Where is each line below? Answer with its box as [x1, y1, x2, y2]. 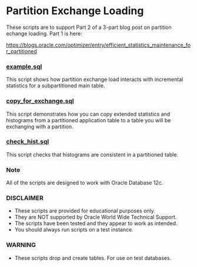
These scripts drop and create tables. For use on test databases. [14, 254, 172, 261]
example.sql [6, 62, 42, 70]
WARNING [6, 241, 36, 249]
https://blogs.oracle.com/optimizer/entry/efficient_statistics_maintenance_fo [6, 41, 191, 48]
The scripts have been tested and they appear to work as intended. [14, 220, 178, 227]
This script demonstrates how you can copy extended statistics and [6, 110, 171, 118]
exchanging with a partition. [6, 123, 74, 130]
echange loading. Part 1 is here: [6, 30, 82, 37]
